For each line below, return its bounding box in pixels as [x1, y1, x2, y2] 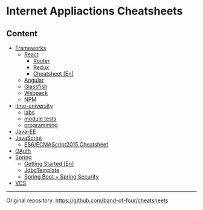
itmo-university [14, 102, 53, 110]
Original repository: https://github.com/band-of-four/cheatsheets [6, 197, 169, 204]
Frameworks [14, 44, 47, 51]
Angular [24, 77, 44, 84]
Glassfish [24, 83, 48, 90]
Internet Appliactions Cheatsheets [6, 4, 183, 18]
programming [24, 122, 59, 128]
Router [33, 57, 50, 64]
